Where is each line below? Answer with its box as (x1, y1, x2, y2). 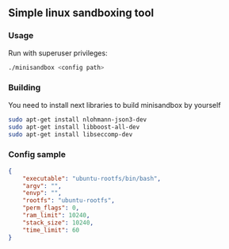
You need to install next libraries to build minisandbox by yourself (8, 100, 221, 109)
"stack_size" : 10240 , (22, 218, 94, 227)
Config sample (8, 149, 66, 160)
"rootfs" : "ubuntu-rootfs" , (22, 197, 115, 205)
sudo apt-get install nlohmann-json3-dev (8, 115, 147, 124)
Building (8, 82, 41, 94)
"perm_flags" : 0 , (22, 204, 80, 213)
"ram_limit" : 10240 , (22, 212, 90, 220)
